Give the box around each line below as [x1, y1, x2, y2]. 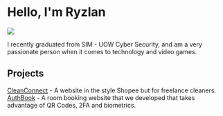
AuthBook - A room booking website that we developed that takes [7, 93, 195, 101]
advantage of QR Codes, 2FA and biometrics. [7, 101, 136, 109]
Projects [7, 67, 44, 80]
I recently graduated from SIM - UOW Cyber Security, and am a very [7, 40, 203, 49]
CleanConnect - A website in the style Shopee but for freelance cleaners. [7, 86, 217, 94]
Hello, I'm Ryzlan [7, 4, 106, 20]
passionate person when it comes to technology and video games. [7, 47, 197, 56]
